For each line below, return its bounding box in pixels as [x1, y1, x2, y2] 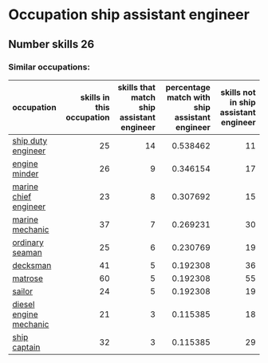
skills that [117, 81, 156, 93]
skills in [80, 92, 110, 103]
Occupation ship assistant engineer [8, 6, 250, 24]
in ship [230, 97, 256, 108]
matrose [12, 273, 44, 284]
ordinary [12, 237, 44, 248]
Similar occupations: [8, 61, 90, 73]
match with [166, 92, 211, 103]
